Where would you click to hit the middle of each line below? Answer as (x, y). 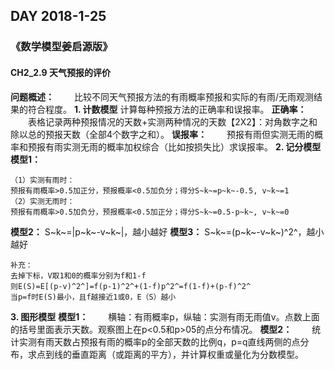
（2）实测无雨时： (42, 201)
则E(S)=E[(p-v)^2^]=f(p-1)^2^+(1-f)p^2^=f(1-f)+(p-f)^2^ (131, 286)
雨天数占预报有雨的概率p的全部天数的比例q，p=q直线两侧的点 (172, 341)
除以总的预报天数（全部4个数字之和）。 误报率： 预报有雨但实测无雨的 (162, 134)
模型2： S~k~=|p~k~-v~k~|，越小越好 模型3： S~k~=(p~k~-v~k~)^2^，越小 (167, 231)
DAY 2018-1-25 (58, 16)
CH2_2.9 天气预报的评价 (61, 72)
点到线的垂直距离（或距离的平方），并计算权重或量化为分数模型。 (170, 354)
